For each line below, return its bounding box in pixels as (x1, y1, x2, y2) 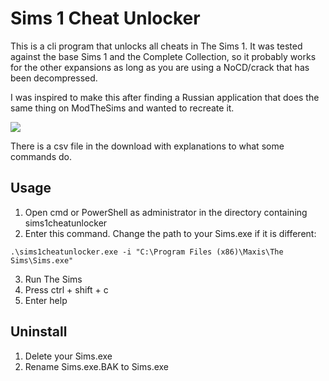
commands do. (10, 150, 72, 162)
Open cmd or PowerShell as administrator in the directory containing (24, 206, 308, 218)
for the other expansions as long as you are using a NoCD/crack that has (10, 61, 310, 73)
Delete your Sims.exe (24, 350, 113, 362)
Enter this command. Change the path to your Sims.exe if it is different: (24, 227, 317, 239)
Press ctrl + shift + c (24, 283, 109, 296)
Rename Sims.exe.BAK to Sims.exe (24, 360, 170, 372)
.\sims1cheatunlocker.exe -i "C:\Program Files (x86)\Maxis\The (10, 247, 284, 257)
